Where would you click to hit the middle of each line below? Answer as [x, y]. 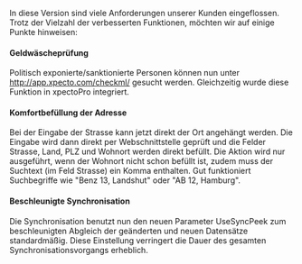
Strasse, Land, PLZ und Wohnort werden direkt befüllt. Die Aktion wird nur [147, 151]
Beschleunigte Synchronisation [70, 201]
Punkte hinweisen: [44, 32]
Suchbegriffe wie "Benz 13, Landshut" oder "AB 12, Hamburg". [125, 180]
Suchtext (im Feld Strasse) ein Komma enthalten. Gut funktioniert [130, 171]
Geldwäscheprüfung [49, 52]
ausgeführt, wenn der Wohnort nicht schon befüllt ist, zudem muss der [142, 161]
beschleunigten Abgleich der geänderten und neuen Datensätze [129, 231]
